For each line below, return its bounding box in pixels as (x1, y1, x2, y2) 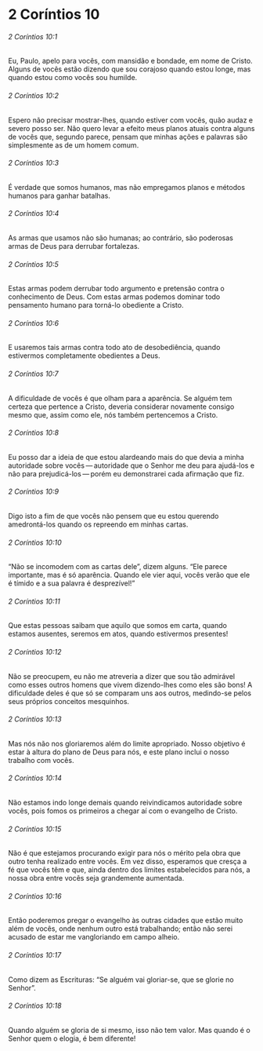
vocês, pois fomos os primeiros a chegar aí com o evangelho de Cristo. (8, 806, 238, 816)
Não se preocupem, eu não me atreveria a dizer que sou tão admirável (8, 671, 236, 681)
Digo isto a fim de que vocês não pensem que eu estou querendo (8, 512, 219, 521)
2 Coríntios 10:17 (8, 951, 62, 960)
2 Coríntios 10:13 (8, 714, 62, 724)
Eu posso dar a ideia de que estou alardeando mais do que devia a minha (8, 452, 244, 462)
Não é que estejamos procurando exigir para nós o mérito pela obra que (8, 848, 241, 858)
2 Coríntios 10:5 (8, 259, 59, 268)
